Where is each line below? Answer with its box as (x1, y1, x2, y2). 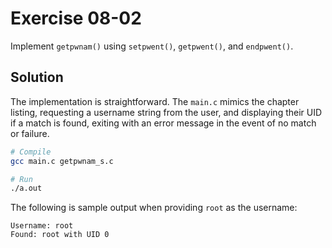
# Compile (10, 147, 52, 157)
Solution (10, 69, 64, 86)
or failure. (10, 127, 50, 139)
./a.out (10, 183, 43, 194)
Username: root (10, 221, 74, 231)
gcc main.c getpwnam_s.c (10, 156, 114, 166)
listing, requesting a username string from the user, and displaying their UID (10, 106, 323, 118)
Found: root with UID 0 (10, 230, 110, 240)
